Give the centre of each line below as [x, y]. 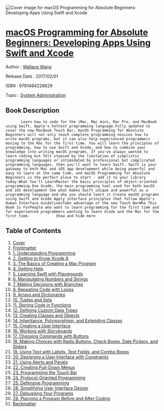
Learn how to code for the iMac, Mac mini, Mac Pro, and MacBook [89, 122]
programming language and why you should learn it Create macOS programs [82, 195]
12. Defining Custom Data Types [45, 310]
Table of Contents [34, 231]
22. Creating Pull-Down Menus [44, 367]
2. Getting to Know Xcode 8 [41, 258]
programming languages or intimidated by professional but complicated [80, 160]
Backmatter [24, 404]
